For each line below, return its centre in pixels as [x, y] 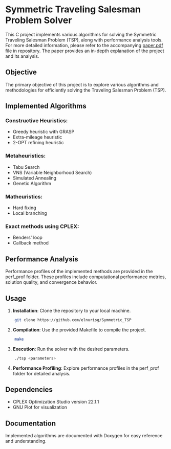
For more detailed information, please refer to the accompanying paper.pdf [84, 45]
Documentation [31, 423]
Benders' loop [27, 238]
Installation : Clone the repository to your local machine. [72, 310]
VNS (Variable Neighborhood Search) [52, 172]
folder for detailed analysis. [41, 373]
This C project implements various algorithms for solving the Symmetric [81, 34]
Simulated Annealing [35, 178]
